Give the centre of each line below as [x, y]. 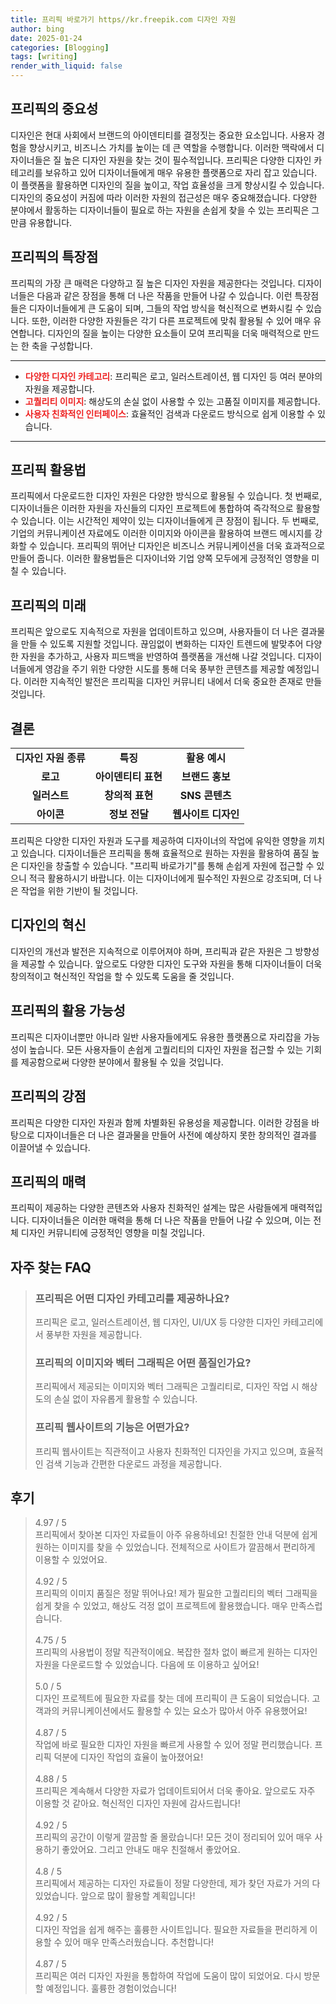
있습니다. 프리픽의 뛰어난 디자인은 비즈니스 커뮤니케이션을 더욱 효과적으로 [182, 546]
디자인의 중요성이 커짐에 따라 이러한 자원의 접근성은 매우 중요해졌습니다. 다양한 [164, 197]
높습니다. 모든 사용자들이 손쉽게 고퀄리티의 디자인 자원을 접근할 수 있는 [166, 1049]
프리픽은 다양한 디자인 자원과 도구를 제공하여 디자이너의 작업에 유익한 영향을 [158, 841]
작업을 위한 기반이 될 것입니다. [79, 891]
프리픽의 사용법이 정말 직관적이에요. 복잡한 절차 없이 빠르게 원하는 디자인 [176, 1652]
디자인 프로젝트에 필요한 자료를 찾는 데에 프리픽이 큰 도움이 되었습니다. [172, 1698]
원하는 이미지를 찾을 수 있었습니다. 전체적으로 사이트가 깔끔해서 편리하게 [175, 1547]
